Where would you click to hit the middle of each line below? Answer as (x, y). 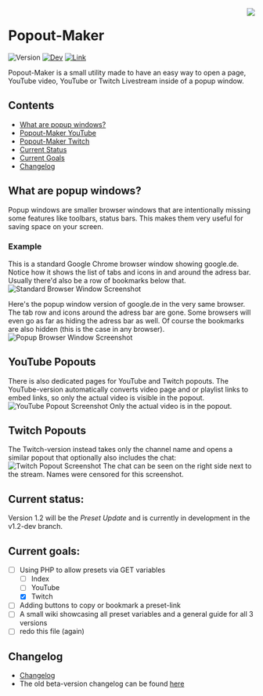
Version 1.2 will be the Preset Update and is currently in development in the (129, 518)
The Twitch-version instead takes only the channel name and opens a (121, 450)
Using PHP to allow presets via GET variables (92, 570)
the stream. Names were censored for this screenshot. (96, 475)
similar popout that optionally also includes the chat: (92, 457)
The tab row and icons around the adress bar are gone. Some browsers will (130, 312)
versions (33, 623)
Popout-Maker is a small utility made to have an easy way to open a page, (127, 72)
